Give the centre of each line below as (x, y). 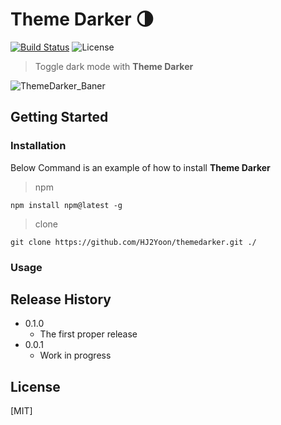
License (35, 386)
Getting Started (59, 117)
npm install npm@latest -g (66, 205)
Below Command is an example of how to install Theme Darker (140, 167)
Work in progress (75, 355)
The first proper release (88, 334)
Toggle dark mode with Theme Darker (114, 66)
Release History (61, 299)
